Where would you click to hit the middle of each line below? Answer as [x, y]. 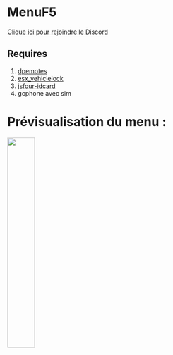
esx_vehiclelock [40, 78]
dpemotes [32, 70]
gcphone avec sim [44, 93]
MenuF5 [32, 12]
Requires [28, 54]
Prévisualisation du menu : [87, 122]
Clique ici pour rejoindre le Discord [58, 32]
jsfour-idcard [36, 86]
